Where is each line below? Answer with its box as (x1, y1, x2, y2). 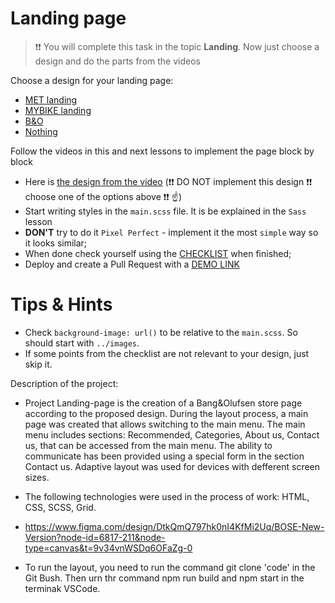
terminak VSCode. (24, 582, 101, 594)
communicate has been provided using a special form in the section (24, 450, 305, 462)
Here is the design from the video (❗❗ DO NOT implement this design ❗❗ (24, 175, 313, 187)
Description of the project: (10, 377, 119, 389)
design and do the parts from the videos (34, 55, 201, 67)
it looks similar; (24, 237, 88, 249)
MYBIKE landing (24, 104, 92, 116)
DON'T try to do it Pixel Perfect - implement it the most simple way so (24, 226, 319, 238)
